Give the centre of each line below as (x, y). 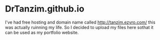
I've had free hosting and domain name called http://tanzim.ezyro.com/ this (80, 22)
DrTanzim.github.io (45, 9)
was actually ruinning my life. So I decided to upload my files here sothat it (79, 27)
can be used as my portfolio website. (42, 32)
